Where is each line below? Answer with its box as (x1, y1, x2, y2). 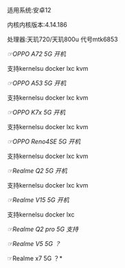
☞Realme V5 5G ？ (7, 240, 61, 247)
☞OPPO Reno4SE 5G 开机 (7, 137, 81, 146)
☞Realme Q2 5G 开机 (7, 167, 67, 175)
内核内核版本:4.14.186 (7, 21, 67, 29)
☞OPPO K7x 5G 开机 (7, 109, 66, 116)
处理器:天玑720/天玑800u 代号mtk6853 (7, 35, 118, 43)
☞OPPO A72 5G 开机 (7, 50, 67, 58)
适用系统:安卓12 (7, 6, 52, 14)
